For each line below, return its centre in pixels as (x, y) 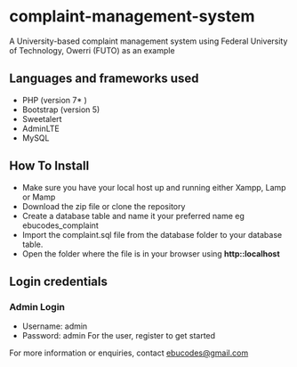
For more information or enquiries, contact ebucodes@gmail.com (129, 353)
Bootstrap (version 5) (61, 110)
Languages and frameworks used (104, 79)
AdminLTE (40, 128)
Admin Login (37, 306)
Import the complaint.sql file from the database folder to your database (152, 234)
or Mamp (39, 197)
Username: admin (55, 326)
